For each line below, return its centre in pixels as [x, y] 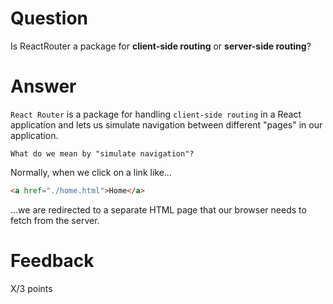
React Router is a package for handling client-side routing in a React [156, 114]
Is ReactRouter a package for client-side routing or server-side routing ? [161, 46]
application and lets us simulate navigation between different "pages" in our [166, 124]
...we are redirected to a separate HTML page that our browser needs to [158, 209]
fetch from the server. [55, 220]
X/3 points [31, 288]
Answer [43, 86]
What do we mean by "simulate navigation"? [102, 153]
